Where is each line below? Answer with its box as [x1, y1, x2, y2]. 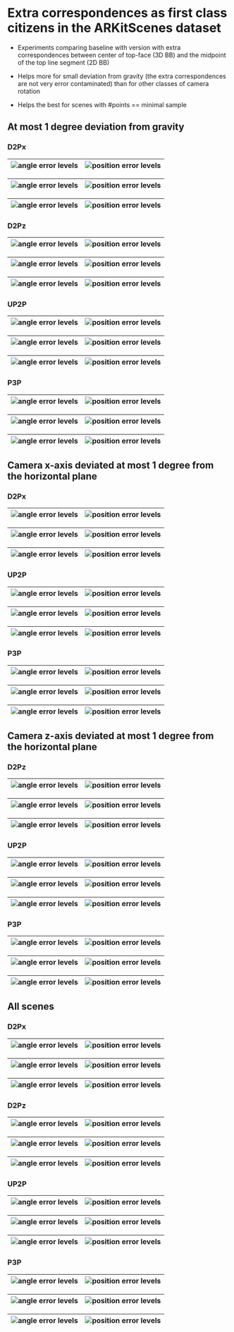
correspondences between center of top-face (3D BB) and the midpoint [17, 51, 226, 59]
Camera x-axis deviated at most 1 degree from [7, 459, 214, 471]
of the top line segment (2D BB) [17, 58, 110, 66]
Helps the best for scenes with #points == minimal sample [17, 100, 187, 109]
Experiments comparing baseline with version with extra [17, 43, 181, 51]
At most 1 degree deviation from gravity [7, 121, 185, 133]
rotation [17, 87, 41, 95]
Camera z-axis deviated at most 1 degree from [7, 730, 214, 742]
